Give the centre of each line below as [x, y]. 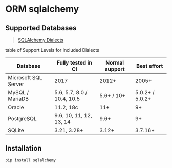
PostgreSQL [22, 119]
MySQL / [18, 92]
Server [16, 84]
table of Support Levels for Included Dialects [52, 50]
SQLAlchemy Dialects [41, 40]
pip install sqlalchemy [31, 160]
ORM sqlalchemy [42, 9]
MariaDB [18, 99]
